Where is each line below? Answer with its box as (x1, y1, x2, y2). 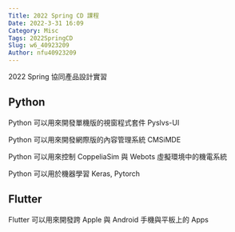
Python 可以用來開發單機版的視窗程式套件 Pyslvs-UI (8, 118, 180, 127)
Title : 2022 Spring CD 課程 (8, 11, 100, 20)
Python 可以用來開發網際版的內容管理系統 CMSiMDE (8, 134, 181, 144)
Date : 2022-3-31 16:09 (8, 19, 84, 27)
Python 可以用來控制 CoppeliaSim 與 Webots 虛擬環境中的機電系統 (8, 151, 228, 161)
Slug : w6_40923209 (8, 42, 70, 50)
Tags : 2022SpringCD (8, 34, 74, 42)
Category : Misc (8, 26, 59, 34)
